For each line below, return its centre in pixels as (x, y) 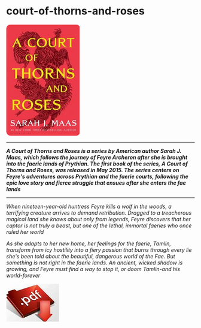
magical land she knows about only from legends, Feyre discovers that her (99, 219)
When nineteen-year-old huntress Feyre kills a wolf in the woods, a (89, 206)
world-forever (23, 275)
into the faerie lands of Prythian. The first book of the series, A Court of (97, 164)
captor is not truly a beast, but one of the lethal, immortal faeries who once (99, 225)
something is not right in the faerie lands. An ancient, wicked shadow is (95, 263)
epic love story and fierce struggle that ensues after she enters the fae (96, 183)
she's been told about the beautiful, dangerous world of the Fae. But (91, 256)
